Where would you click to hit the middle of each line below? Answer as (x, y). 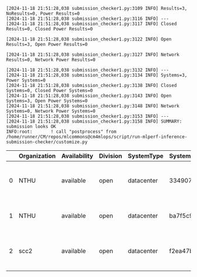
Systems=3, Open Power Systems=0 (47, 101)
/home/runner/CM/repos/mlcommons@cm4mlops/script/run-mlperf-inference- (97, 137)
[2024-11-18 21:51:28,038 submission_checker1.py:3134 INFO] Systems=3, (97, 75)
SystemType (146, 156)
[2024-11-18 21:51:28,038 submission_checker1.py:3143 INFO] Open (89, 96)
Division (111, 156)
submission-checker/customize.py (47, 142)
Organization (37, 156)
